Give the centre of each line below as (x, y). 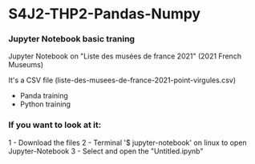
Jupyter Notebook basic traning (71, 39)
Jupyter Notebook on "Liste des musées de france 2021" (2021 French (125, 56)
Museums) (26, 65)
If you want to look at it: (55, 125)
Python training (45, 104)
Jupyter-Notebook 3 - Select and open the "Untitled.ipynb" (106, 151)
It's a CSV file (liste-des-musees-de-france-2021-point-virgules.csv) (122, 80)
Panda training (44, 96)
